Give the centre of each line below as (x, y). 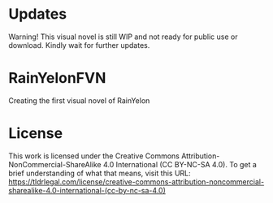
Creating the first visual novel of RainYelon (79, 100)
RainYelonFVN (57, 78)
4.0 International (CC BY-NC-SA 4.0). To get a (180, 164)
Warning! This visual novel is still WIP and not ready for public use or (123, 37)
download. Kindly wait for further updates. (79, 45)
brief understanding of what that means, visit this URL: (100, 173)
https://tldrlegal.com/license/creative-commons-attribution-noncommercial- (136, 181)
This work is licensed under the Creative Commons (94, 156)
